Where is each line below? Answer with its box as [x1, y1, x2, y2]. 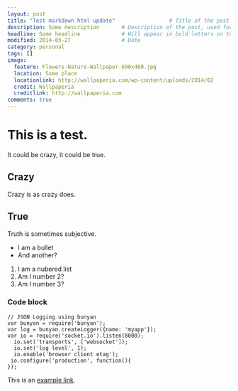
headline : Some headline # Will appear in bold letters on [7, 30, 223, 38]
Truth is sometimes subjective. [7, 229, 97, 238]
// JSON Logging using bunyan [7, 314, 97, 321]
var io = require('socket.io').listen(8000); [7, 332, 144, 339]
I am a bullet [17, 243, 54, 252]
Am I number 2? [17, 272, 64, 281]
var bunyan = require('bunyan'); [7, 319, 106, 327]
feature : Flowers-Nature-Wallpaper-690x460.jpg [13, 63, 157, 70]
